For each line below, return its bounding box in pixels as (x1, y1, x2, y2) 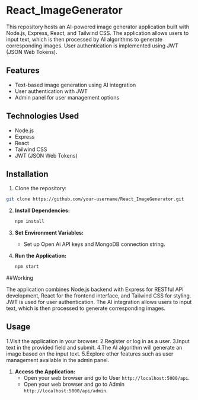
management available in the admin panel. (6, 356, 110, 363)
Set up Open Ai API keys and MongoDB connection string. (23, 241, 165, 248)
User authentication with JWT (14, 87, 88, 95)
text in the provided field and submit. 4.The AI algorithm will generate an (6, 344, 183, 351)
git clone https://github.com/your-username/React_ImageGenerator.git (6, 196, 184, 202)
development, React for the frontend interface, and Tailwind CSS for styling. (6, 292, 191, 299)
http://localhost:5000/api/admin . (23, 386, 108, 394)
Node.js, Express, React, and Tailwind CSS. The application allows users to (6, 29, 189, 36)
